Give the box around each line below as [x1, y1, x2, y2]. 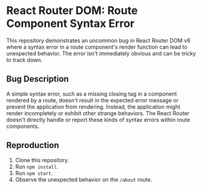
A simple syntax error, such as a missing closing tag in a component [6, 90, 177, 98]
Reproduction [6, 140, 60, 151]
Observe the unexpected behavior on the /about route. [15, 176, 152, 183]
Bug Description [6, 74, 69, 84]
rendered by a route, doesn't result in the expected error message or [6, 96, 179, 104]
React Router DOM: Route [6, 4, 138, 18]
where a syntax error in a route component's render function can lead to [6, 43, 187, 51]
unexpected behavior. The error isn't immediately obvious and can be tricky [6, 49, 197, 57]
